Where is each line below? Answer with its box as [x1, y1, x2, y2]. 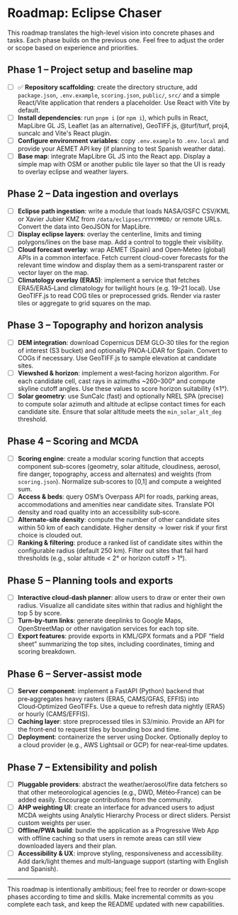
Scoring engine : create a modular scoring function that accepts [17, 454, 204, 462]
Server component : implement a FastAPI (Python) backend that [17, 686, 205, 695]
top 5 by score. [17, 609, 62, 617]
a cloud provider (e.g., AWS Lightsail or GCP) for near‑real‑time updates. [17, 741, 229, 749]
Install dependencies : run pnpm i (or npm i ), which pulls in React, [17, 113, 209, 122]
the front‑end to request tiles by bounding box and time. [17, 725, 181, 734]
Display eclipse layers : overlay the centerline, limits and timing [17, 229, 202, 238]
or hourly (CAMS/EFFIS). [17, 710, 90, 718]
